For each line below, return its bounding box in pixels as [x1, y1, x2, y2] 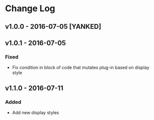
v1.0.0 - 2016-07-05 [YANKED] [5, 22, 102, 31]
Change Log [5, 3, 55, 14]
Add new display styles [12, 109, 60, 115]
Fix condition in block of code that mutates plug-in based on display [12, 64, 150, 71]
